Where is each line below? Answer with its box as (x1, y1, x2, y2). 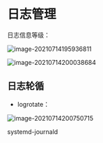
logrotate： (17, 100, 50, 108)
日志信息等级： (7, 31, 50, 39)
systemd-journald (7, 127, 58, 136)
